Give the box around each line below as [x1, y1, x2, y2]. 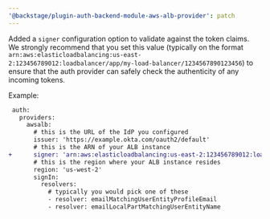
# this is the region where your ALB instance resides [33, 158, 221, 166]
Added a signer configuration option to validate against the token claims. [8, 34, 250, 43]
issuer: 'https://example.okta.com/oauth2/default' [33, 136, 211, 144]
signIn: [33, 173, 59, 181]
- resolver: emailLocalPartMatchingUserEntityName [47, 203, 221, 211]
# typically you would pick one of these [47, 188, 189, 197]
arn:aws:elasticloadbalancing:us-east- [8, 51, 142, 59]
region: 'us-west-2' [33, 165, 103, 173]
